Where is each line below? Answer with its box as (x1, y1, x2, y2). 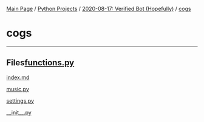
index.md (6, 74, 30, 81)
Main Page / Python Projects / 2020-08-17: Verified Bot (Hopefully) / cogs (6, 5, 191, 12)
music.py (6, 85, 29, 92)
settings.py (6, 97, 35, 104)
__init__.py (6, 109, 32, 116)
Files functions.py (6, 57, 75, 68)
